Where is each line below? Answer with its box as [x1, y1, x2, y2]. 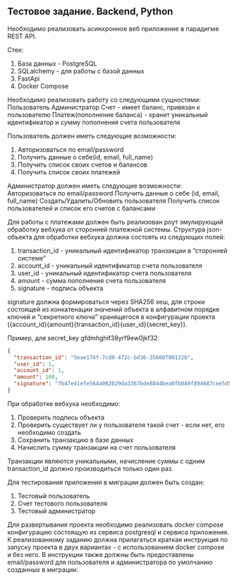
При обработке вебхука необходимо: [7, 399, 121, 408]
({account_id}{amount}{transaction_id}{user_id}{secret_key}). [7, 320, 188, 328]
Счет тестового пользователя [17, 499, 108, 508]
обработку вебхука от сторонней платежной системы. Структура [7, 225, 206, 234]
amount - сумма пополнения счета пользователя [17, 276, 166, 284]
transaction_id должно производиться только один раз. [7, 464, 174, 472]
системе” [17, 253, 47, 262]
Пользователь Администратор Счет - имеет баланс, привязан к [7, 102, 201, 112]
